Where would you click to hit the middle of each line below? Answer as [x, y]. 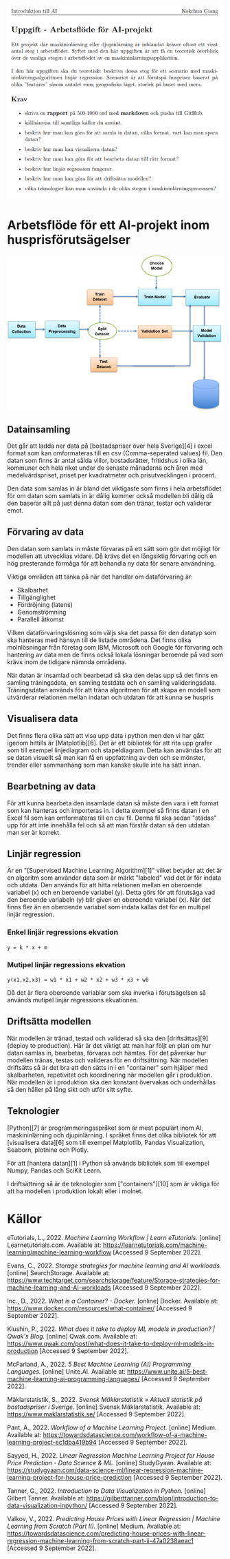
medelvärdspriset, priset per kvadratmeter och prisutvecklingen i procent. [112, 475]
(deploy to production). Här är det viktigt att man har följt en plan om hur [109, 1045]
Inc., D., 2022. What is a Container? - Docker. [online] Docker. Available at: [113, 1301]
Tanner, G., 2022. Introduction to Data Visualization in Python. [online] [106, 1491]
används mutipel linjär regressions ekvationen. [73, 1000]
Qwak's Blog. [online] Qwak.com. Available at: [72, 1336]
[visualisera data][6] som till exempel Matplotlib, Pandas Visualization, [106, 1142]
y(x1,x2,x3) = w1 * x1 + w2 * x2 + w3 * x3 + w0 [78, 980]
